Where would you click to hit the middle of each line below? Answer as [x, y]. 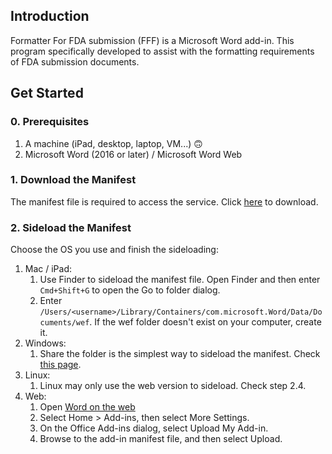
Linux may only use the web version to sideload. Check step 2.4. [173, 386]
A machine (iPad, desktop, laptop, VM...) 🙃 [113, 143]
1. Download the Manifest [73, 180]
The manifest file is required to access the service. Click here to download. [164, 201]
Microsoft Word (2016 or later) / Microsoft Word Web [133, 154]
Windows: [45, 343]
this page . [60, 365]
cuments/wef [64, 323]
